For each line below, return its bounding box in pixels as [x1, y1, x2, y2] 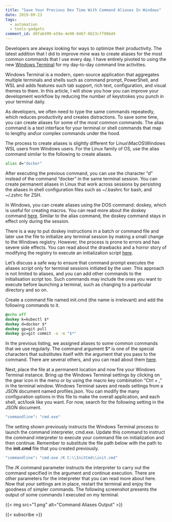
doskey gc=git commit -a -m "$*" [5, 331, 77, 336]
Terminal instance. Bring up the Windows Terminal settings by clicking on [5, 372, 160, 378]
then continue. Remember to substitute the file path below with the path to [5, 440, 162, 446]
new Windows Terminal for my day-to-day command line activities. [5, 62, 147, 67]
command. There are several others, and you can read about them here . [5, 356, 158, 363]
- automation [10, 21, 38, 27]
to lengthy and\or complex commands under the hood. [5, 130, 121, 136]
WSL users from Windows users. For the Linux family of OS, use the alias [5, 146, 160, 151]
